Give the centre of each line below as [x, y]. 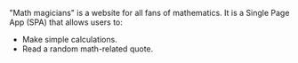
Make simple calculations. [69, 39]
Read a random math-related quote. [88, 49]
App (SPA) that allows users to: [66, 22]
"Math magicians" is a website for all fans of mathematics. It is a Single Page [149, 13]
